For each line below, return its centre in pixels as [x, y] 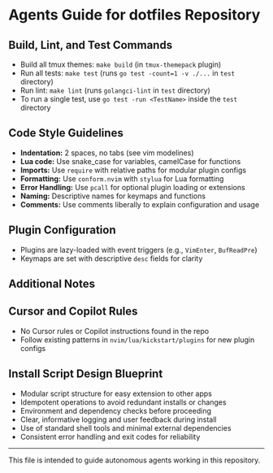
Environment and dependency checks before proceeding [116, 410]
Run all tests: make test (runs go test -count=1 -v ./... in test [128, 73]
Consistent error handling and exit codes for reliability [110, 436]
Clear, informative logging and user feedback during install [118, 419]
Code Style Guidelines [66, 133]
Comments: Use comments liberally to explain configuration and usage [140, 204]
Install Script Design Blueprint [86, 374]
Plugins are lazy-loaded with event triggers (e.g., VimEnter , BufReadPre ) [139, 250]
